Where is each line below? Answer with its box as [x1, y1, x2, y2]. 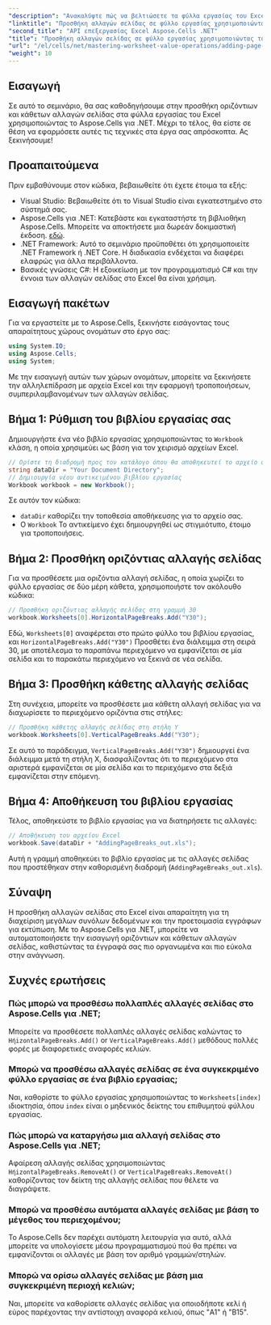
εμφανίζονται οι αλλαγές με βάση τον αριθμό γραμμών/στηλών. [8, 1250, 227, 1259]
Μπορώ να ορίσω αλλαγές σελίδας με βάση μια [8, 1270, 204, 1281]
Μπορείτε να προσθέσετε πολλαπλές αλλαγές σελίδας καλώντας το [8, 1027, 242, 1036]
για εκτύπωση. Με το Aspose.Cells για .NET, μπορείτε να [8, 924, 199, 934]
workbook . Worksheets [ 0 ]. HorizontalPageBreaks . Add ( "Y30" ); [8, 614, 207, 622]
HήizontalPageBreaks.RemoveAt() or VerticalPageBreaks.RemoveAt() [8, 1166, 232, 1177]
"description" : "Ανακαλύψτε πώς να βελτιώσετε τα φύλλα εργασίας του [8, 11, 248, 20]
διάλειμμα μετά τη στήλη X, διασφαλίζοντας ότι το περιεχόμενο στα [8, 754, 239, 764]
